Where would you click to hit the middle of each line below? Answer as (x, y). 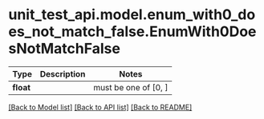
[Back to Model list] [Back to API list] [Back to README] (100, 107)
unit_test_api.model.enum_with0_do (132, 15)
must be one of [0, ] (131, 87)
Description (63, 73)
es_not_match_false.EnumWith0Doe (132, 32)
